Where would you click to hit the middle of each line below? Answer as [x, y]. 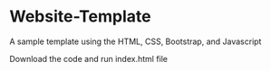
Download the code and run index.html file [89, 58]
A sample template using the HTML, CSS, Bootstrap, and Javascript [135, 41]
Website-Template [80, 17]
